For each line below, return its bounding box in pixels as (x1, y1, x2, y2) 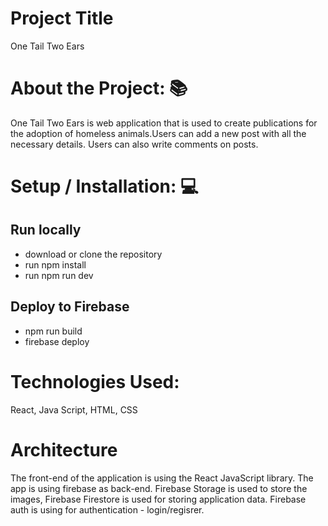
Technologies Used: (10, 370, 180, 393)
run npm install (24, 258, 87, 271)
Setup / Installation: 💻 (10, 175, 199, 198)
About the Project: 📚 (10, 77, 188, 100)
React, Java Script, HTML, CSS (10, 403, 138, 416)
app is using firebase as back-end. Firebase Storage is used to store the (10, 482, 308, 494)
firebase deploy (24, 335, 90, 347)
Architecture (10, 438, 118, 461)
